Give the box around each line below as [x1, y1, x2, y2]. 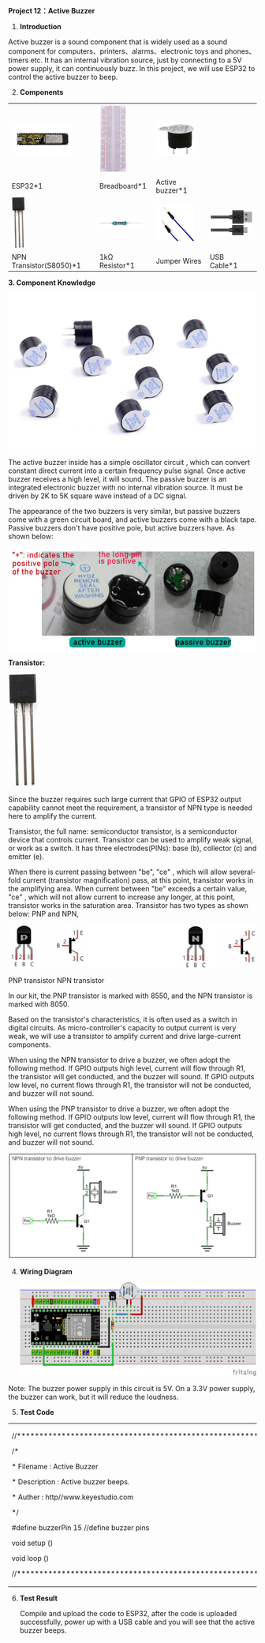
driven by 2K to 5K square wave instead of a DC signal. [8, 491, 188, 501]
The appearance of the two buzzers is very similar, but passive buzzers [8, 507, 241, 516]
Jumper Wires [155, 257, 202, 266]
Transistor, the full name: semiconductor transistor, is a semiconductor [8, 827, 238, 836]
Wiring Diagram [19, 1266, 73, 1276]
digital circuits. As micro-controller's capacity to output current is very [8, 1023, 237, 1033]
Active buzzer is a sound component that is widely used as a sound [8, 37, 228, 47]
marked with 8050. [8, 1000, 69, 1009]
